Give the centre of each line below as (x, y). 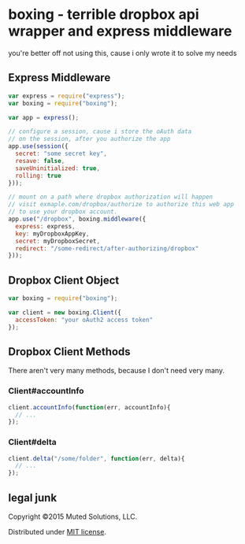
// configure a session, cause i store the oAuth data (100, 131)
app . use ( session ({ (38, 146)
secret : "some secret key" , (61, 154)
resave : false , (40, 161)
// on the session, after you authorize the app (89, 139)
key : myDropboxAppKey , (52, 234)
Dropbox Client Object (64, 280)
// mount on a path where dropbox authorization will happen (111, 197)
